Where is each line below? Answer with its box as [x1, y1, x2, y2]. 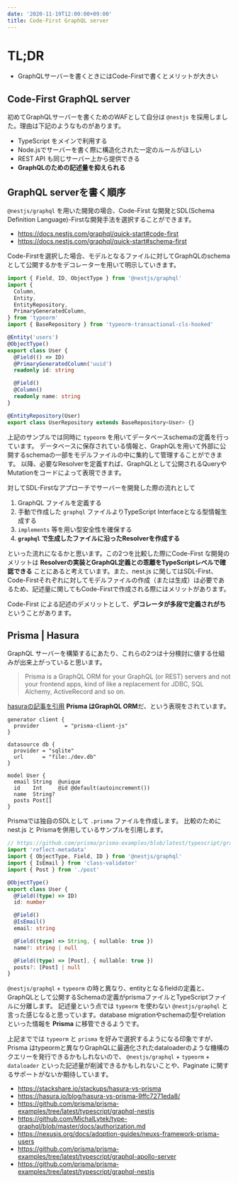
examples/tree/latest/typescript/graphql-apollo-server [17, 1152, 177, 1161]
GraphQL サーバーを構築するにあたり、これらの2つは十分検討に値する [7, 649, 212, 658]
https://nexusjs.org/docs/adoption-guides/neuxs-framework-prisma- [17, 1130, 220, 1138]
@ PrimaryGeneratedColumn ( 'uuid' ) [13, 360, 113, 367]
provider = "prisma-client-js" [13, 723, 129, 730]
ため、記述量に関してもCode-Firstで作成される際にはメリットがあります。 [13, 584, 230, 593]
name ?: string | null [13, 944, 78, 951]
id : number [13, 899, 46, 906]
